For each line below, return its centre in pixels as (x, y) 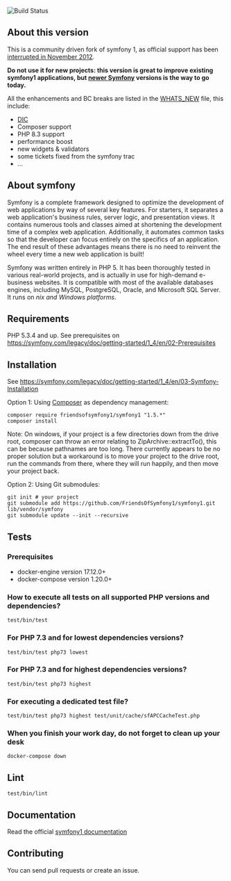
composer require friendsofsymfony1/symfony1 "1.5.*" (87, 415)
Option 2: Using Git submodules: (54, 485)
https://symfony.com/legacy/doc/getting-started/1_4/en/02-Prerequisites (112, 343)
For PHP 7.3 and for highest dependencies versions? (97, 670)
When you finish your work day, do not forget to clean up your (114, 734)
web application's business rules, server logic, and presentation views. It (111, 217)
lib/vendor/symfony (35, 510)
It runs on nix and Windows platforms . (62, 297)
